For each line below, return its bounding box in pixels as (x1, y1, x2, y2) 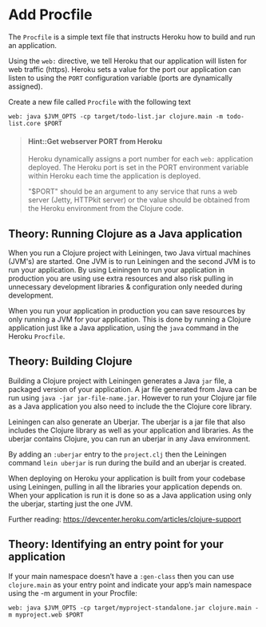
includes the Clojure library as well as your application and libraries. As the (8, 425, 254, 435)
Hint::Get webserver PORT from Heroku (27, 136, 162, 146)
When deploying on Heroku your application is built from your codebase (8, 473, 246, 483)
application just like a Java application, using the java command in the (8, 322, 240, 333)
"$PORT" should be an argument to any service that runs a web (27, 186, 238, 197)
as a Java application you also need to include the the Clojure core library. (8, 401, 252, 411)
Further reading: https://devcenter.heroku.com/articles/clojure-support (8, 514, 242, 524)
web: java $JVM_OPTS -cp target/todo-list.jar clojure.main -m (8, 112, 224, 121)
